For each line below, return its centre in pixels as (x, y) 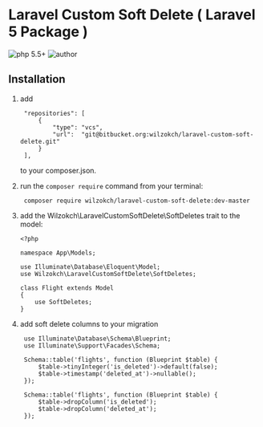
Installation (37, 79)
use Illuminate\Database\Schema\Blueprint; (97, 339)
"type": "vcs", (78, 127)
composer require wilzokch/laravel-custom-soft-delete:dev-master (137, 201)
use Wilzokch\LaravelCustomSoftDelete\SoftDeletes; (108, 274)
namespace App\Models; (58, 253)
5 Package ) (48, 32)
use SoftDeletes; (63, 302)
